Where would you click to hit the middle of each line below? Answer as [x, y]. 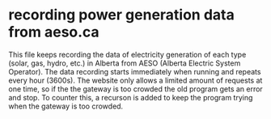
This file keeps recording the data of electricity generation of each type [127, 54]
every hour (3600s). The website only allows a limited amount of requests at [135, 80]
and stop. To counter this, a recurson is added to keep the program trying [131, 97]
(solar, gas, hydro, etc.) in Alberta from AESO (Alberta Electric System [125, 63]
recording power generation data [121, 15]
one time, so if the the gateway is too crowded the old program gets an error [135, 89]
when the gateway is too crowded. [66, 106]
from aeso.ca [54, 32]
